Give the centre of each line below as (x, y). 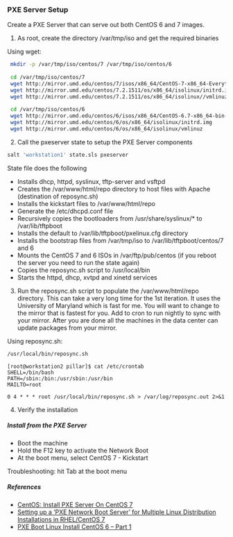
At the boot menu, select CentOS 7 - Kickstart (83, 458)
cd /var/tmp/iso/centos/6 (48, 110)
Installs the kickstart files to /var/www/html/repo (86, 203)
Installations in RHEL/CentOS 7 (61, 519)
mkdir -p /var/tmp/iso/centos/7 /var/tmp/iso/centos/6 (91, 65)
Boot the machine (42, 443)
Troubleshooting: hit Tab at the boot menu (67, 471)
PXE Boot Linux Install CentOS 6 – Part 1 (74, 527)
